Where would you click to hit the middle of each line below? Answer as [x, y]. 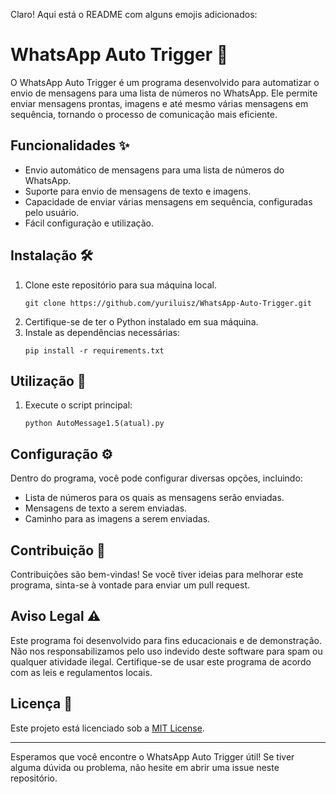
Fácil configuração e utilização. [89, 223]
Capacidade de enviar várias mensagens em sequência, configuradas [168, 201]
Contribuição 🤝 [58, 550]
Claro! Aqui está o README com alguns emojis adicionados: [134, 14]
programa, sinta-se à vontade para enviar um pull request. [130, 585]
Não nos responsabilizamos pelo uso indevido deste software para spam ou [166, 651]
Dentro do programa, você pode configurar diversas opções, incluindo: [156, 478]
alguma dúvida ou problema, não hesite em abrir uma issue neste [145, 767]
